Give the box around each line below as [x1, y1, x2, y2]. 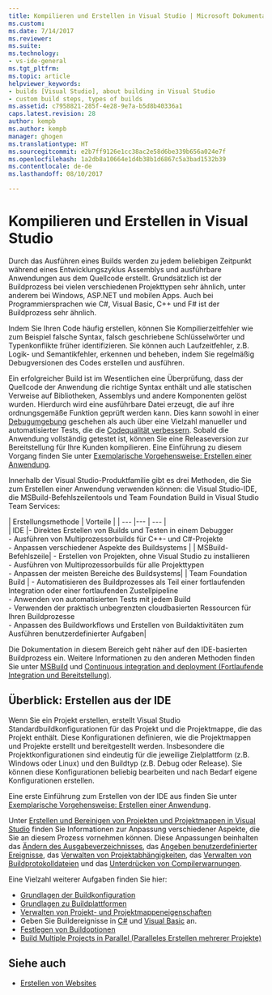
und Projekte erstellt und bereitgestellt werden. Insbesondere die [8, 741, 225, 750]
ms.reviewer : [8, 34, 53, 43]
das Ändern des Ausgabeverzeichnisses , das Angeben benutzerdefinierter [8, 841, 257, 851]
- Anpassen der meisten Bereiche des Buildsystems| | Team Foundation [8, 568, 248, 578]
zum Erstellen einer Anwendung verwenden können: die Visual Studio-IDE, [8, 484, 257, 493]
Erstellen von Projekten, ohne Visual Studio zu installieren [57, 551, 250, 561]
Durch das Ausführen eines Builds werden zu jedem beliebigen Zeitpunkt [8, 256, 253, 266]
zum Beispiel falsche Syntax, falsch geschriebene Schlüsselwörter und [8, 331, 245, 341]
